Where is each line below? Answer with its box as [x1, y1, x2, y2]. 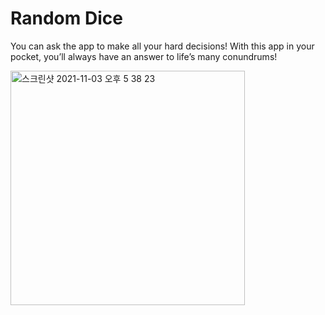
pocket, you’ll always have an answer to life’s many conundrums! [10, 50, 278, 62]
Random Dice [10, 7, 123, 30]
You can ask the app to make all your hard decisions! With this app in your [10, 40, 315, 52]
